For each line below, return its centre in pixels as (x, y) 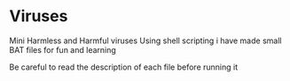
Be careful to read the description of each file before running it (123, 67)
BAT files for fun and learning (63, 49)
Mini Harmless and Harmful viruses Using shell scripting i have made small (145, 40)
